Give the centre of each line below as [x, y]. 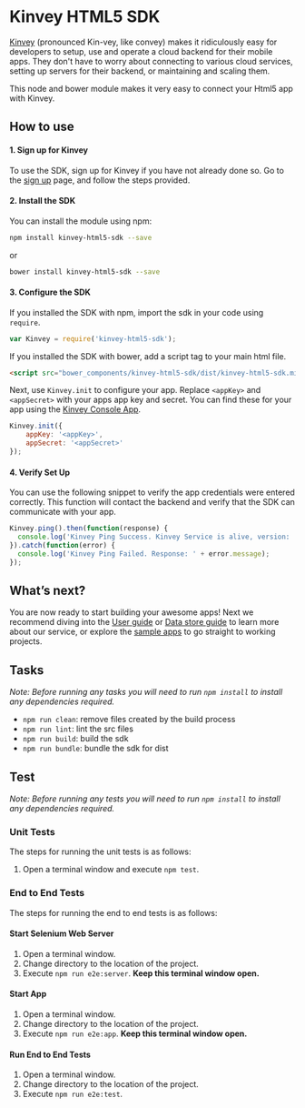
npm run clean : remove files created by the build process [129, 720]
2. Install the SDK [42, 201]
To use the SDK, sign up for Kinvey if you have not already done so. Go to [147, 170]
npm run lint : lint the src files [78, 729]
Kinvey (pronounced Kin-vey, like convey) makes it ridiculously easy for [143, 42]
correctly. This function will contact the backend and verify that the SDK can [152, 502]
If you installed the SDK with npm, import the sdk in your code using [137, 312]
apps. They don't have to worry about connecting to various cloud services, [151, 61]
